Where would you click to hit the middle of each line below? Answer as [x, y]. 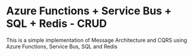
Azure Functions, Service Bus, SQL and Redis [62, 46]
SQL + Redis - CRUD [57, 24]
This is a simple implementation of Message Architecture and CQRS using [97, 40]
